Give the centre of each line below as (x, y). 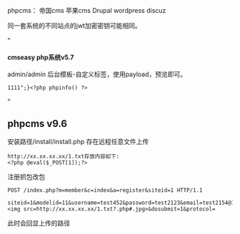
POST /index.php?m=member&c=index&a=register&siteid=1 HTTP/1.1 (105, 190)
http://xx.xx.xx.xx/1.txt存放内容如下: (64, 157)
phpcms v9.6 (37, 123)
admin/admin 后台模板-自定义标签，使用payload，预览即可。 (97, 74)
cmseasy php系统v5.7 (41, 57)
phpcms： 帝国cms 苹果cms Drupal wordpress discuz (87, 10)
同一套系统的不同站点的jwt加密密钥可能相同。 (74, 26)
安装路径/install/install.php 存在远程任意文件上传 (78, 142)
